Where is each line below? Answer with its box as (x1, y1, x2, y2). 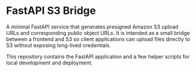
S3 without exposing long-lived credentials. (6, 42, 111, 49)
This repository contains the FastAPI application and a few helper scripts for (6, 53, 190, 60)
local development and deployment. (6, 59, 93, 66)
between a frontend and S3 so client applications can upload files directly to (6, 35, 191, 42)
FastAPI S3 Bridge (6, 4, 96, 17)
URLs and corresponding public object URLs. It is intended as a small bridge (6, 29, 190, 36)
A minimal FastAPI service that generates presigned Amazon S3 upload (6, 23, 179, 30)
